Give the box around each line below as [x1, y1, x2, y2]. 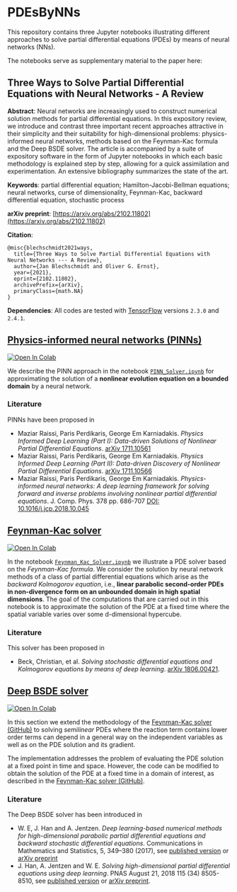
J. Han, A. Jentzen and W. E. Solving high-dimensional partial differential [17, 862, 231, 870]
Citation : [7, 231, 33, 239]
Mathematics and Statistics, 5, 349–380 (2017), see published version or [17, 847, 229, 855]
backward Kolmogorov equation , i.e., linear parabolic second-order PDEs [7, 579, 224, 588]
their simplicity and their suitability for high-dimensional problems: [7, 129, 200, 138]
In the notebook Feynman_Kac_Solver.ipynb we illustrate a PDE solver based [7, 557, 226, 566]
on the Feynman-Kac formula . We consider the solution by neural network [7, 564, 224, 573]
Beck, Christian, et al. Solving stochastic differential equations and [17, 657, 212, 666]
